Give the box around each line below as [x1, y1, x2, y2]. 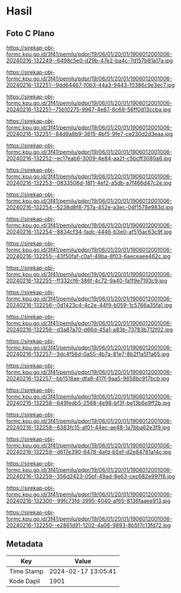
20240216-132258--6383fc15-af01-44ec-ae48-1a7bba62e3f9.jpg [6, 424, 170, 431]
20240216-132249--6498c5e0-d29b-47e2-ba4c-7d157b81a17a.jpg [6, 57, 173, 64]
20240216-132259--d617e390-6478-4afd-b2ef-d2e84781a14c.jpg [6, 449, 171, 455]
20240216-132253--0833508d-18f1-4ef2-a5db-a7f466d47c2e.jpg [6, 179, 172, 186]
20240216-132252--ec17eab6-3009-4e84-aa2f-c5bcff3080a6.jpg [6, 155, 171, 162]
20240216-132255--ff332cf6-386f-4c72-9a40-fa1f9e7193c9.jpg [6, 277, 167, 284]
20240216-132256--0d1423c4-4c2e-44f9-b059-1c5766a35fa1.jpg [6, 302, 173, 308]
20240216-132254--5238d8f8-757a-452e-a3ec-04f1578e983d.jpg [6, 203, 173, 211]
